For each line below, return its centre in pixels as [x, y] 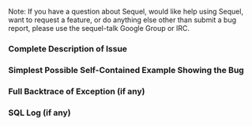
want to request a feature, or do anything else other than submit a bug [122, 20]
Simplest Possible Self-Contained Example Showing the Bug [126, 70]
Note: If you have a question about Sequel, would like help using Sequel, [126, 11]
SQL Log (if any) [39, 113]
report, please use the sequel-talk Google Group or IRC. [99, 28]
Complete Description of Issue [68, 48]
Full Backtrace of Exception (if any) [77, 91]
